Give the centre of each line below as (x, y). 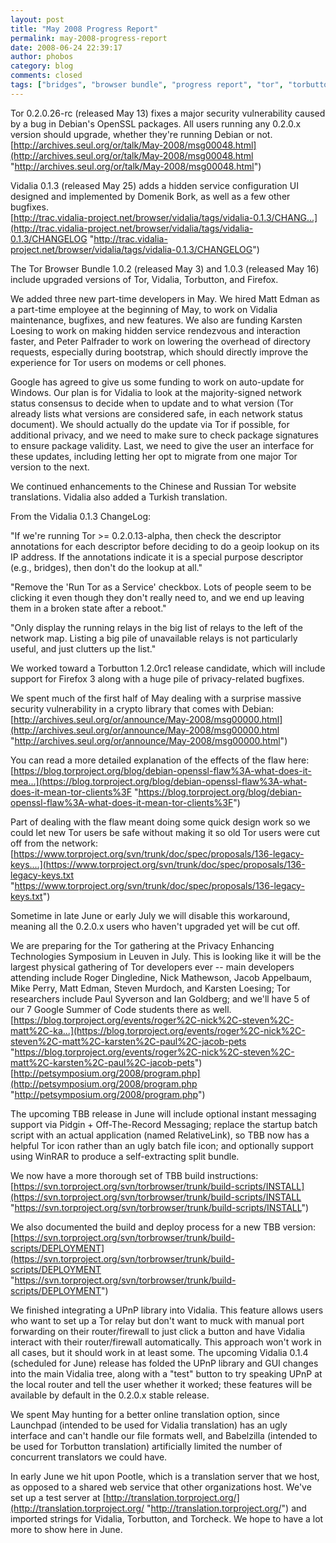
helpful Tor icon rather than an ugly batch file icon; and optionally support (162, 1145)
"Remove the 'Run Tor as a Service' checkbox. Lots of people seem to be (161, 587)
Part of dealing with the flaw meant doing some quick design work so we (160, 822)
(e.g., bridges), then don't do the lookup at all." (106, 567)
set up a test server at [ (58, 1497)
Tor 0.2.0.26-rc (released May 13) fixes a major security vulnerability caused (168, 113)
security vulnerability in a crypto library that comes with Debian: (142, 708)
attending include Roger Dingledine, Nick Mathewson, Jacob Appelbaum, (161, 977)
